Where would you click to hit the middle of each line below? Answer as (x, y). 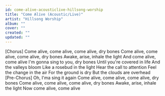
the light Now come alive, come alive (43, 88)
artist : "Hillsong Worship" (34, 19)
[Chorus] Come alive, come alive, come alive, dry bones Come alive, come (82, 51)
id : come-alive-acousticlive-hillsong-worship (54, 10)
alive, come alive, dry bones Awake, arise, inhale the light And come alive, (81, 56)
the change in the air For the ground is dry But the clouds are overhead (78, 72)
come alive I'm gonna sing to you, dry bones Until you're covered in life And (83, 62)
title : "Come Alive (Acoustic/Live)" (44, 14)
